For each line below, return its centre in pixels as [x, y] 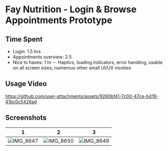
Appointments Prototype [59, 20]
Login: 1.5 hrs [27, 51]
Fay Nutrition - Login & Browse [71, 9]
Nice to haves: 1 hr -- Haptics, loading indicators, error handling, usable [88, 62]
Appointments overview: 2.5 [42, 57]
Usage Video [26, 84]
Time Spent [24, 39]
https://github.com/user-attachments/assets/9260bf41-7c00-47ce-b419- [82, 96]
